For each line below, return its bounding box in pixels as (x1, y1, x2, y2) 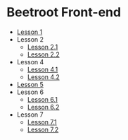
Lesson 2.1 (27, 42, 58, 51)
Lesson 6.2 (27, 103, 60, 111)
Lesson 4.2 (27, 72, 60, 81)
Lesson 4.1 (27, 65, 58, 74)
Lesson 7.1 (27, 117, 57, 126)
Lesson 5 (16, 80, 44, 88)
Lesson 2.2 (27, 50, 60, 59)
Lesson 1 (16, 28, 43, 36)
